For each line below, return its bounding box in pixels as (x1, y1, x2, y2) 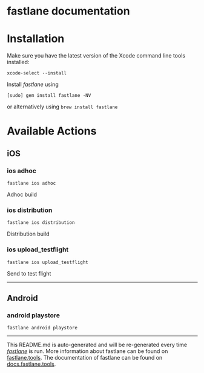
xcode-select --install (7, 70, 67, 76)
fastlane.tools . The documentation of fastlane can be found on (7, 354, 163, 361)
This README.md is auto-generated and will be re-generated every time (7, 341, 187, 349)
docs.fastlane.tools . (7, 360, 56, 368)
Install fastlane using (7, 81, 59, 88)
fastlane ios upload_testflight (7, 259, 88, 265)
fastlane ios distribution (7, 220, 75, 226)
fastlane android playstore (7, 325, 78, 331)
